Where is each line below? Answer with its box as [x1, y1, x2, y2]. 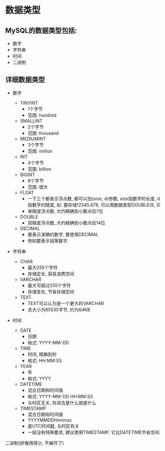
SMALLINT [20, 118, 43, 124]
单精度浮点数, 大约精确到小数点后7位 [27, 208, 104, 214]
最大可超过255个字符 [27, 282, 71, 288]
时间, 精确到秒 [27, 351, 57, 357]
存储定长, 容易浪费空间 [27, 270, 74, 277]
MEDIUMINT [20, 135, 46, 141]
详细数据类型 [5, 76, 45, 84]
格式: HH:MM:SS [27, 357, 62, 363]
